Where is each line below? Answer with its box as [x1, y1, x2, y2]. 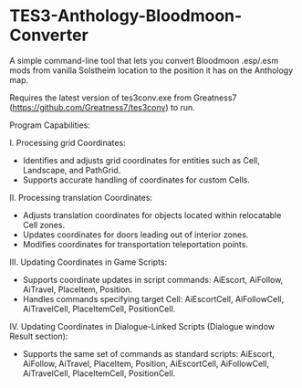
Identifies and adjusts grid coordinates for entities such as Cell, [22, 154, 260, 165]
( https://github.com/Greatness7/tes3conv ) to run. [9, 101, 196, 112]
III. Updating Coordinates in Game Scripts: [9, 257, 168, 267]
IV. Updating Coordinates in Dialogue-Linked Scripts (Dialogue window [9, 320, 276, 331]
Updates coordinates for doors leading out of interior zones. [22, 229, 249, 240]
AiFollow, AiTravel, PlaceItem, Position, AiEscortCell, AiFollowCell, [22, 358, 269, 369]
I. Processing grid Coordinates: [9, 137, 126, 148]
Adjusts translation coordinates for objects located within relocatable [22, 209, 282, 220]
